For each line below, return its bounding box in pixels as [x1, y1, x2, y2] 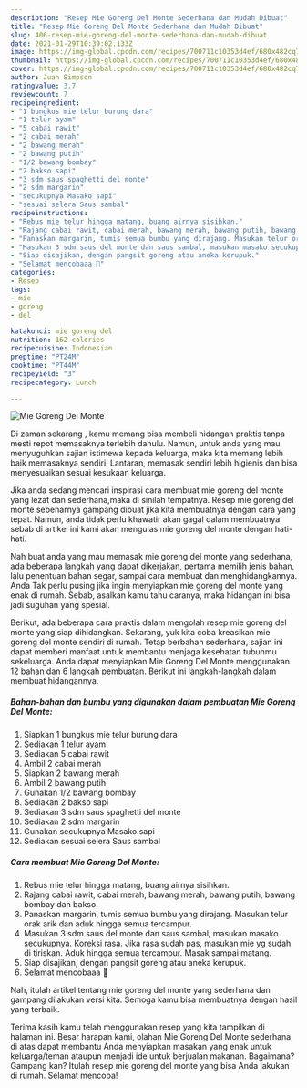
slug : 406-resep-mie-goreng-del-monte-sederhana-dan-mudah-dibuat [10, 30, 268, 39]
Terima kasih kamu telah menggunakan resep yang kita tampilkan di [10, 1021, 265, 1032]
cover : [10, 65, 36, 74]
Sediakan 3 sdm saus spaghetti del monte [23, 807, 181, 818]
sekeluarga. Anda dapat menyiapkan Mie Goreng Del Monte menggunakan [10, 656, 291, 667]
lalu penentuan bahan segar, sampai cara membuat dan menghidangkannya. [10, 570, 298, 581]
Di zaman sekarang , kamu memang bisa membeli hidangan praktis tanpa [10, 428, 286, 439]
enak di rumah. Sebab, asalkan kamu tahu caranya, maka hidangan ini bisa [10, 590, 291, 601]
